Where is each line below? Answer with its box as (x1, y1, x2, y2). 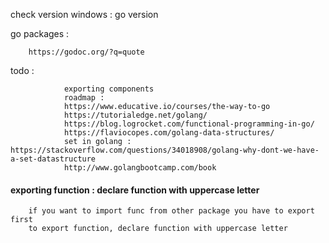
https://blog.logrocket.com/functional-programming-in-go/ (63, 119, 315, 129)
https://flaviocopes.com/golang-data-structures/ (63, 128, 275, 138)
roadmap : (63, 93, 105, 103)
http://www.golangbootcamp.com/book (63, 163, 217, 173)
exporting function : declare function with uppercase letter (10, 184, 260, 196)
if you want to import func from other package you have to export (28, 206, 315, 216)
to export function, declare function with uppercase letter (28, 224, 288, 234)
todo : (10, 65, 35, 76)
